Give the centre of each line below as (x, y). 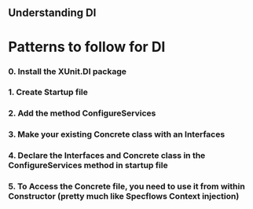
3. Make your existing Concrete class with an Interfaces (117, 134)
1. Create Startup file (48, 92)
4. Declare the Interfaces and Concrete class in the (107, 156)
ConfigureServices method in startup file (88, 166)
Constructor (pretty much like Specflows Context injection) (124, 196)
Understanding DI (52, 13)
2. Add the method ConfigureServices (82, 113)
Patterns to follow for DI (87, 47)
